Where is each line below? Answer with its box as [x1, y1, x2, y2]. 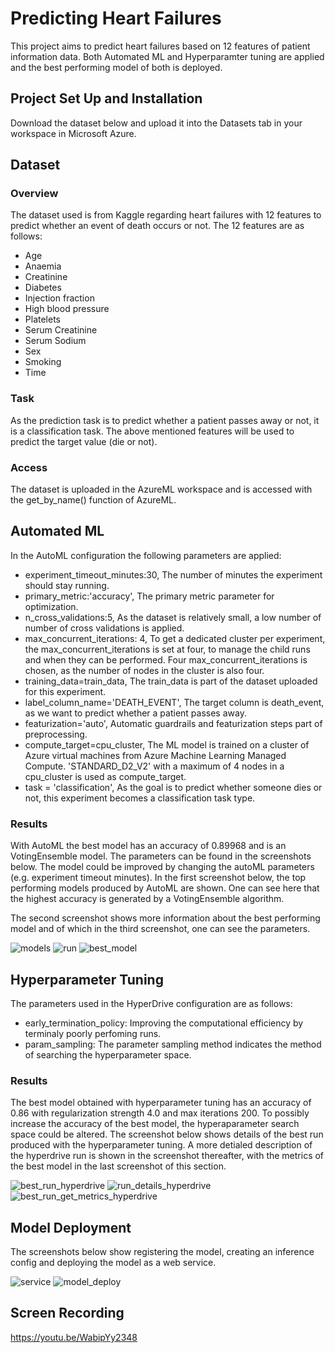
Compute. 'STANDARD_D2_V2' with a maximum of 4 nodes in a [24, 760, 285, 772]
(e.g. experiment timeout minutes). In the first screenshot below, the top [10, 872, 307, 884]
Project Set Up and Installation [10, 90, 203, 107]
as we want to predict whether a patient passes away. [24, 707, 247, 719]
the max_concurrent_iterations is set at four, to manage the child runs [24, 643, 311, 655]
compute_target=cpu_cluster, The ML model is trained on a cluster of [24, 738, 310, 751]
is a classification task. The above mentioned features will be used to [10, 425, 295, 437]
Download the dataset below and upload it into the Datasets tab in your [10, 117, 303, 129]
